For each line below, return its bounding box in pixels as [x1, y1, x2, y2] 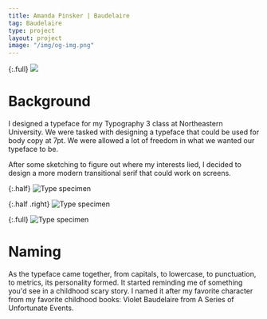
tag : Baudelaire [8, 19, 62, 27]
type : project [8, 26, 56, 34]
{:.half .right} [8, 199, 50, 209]
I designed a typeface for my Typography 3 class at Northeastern [8, 119, 223, 129]
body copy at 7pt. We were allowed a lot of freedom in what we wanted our [8, 136, 255, 146]
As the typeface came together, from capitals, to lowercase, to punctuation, [8, 269, 257, 278]
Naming [8, 243, 61, 261]
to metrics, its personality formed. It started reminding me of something [8, 277, 243, 287]
